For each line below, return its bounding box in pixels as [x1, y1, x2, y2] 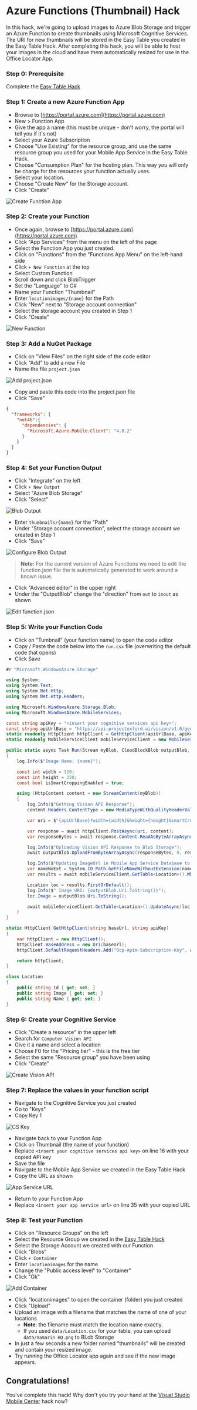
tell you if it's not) [14, 130, 57, 137]
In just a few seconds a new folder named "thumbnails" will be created [14, 1340, 186, 1347]
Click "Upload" [14, 1302, 51, 1309]
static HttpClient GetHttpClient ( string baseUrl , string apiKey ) [6, 925, 169, 932]
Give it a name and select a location [14, 1041, 101, 1048]
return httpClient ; [16, 957, 64, 964]
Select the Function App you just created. [14, 245, 115, 252]
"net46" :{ [16, 417, 41, 422]
